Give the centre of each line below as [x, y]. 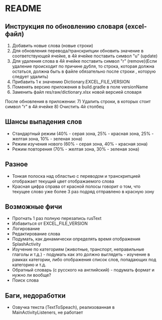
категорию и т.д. [29, 265]
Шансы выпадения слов [44, 122]
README [23, 8]
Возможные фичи [33, 207]
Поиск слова [25, 280]
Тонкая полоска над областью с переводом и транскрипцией [76, 176]
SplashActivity [26, 244]
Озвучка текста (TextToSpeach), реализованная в [63, 307]
